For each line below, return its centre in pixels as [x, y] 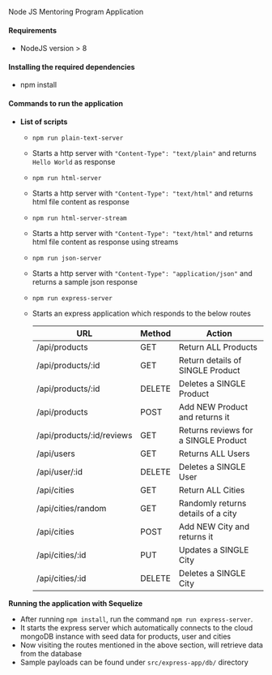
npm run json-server [67, 258]
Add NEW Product [213, 406]
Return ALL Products [218, 346]
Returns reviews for [216, 430]
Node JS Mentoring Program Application [76, 12]
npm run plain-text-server [78, 138]
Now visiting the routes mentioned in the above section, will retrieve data [141, 645]
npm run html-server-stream [79, 218]
